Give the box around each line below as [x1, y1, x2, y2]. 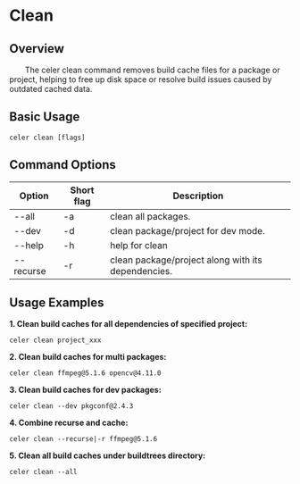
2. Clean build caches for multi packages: [9, 352, 167, 363]
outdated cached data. [9, 84, 93, 94]
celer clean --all [9, 468, 78, 477]
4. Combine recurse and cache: [9, 417, 129, 429]
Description [172, 189, 224, 202]
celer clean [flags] [9, 133, 87, 142]
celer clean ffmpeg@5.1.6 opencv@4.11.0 [9, 369, 162, 378]
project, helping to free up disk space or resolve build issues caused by [9, 74, 272, 85]
